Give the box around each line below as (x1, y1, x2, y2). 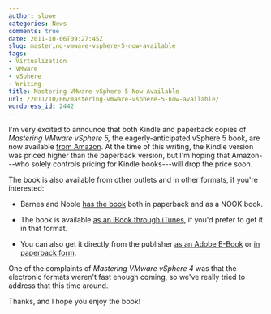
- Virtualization (8, 58, 67, 66)
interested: (8, 183, 45, 193)
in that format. (19, 224, 68, 234)
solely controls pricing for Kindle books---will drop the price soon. (31, 159, 253, 169)
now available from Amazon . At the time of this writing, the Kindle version (8, 142, 254, 152)
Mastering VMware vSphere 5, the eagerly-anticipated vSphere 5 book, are (8, 133, 260, 143)
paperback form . (19, 248, 77, 258)
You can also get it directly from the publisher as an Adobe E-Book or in (19, 239, 260, 249)
